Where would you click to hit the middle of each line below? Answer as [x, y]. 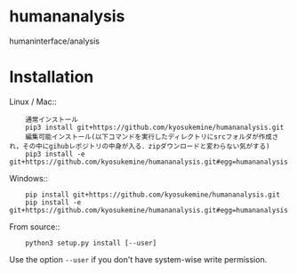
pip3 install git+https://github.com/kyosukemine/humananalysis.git [155, 127]
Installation [52, 77]
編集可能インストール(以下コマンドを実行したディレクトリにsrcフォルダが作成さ [152, 137]
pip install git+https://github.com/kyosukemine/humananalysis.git [153, 194]
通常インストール [52, 119]
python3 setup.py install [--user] [91, 243]
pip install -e [53, 202]
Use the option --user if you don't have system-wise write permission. [138, 259]
